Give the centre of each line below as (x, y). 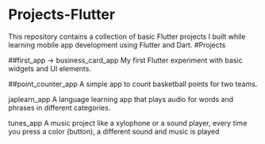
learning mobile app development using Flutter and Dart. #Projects (117, 44)
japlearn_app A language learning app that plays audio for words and (121, 99)
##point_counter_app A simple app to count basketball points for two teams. (133, 84)
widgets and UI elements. (50, 68)
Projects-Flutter (62, 15)
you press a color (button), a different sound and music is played (114, 131)
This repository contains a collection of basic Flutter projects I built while (127, 36)
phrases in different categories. (60, 108)
